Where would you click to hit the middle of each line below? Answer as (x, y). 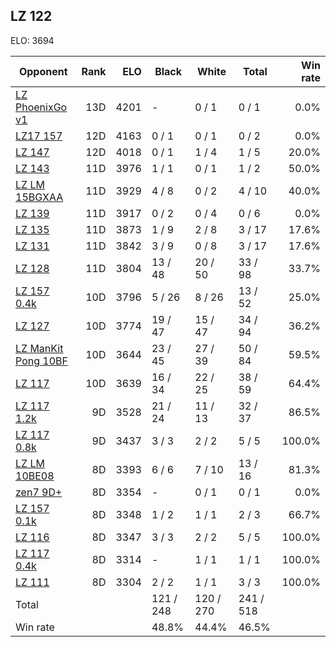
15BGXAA (39, 197)
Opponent (43, 71)
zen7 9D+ (39, 492)
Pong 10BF (41, 361)
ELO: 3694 (32, 40)
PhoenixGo (41, 107)
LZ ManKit (39, 348)
